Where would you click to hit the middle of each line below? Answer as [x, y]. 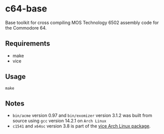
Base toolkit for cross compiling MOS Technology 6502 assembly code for [82, 22]
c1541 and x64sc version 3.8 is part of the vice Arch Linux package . [81, 126]
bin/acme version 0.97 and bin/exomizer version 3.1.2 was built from [82, 115]
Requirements [28, 44]
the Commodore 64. [26, 27]
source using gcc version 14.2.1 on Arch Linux [59, 121]
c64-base [26, 9]
